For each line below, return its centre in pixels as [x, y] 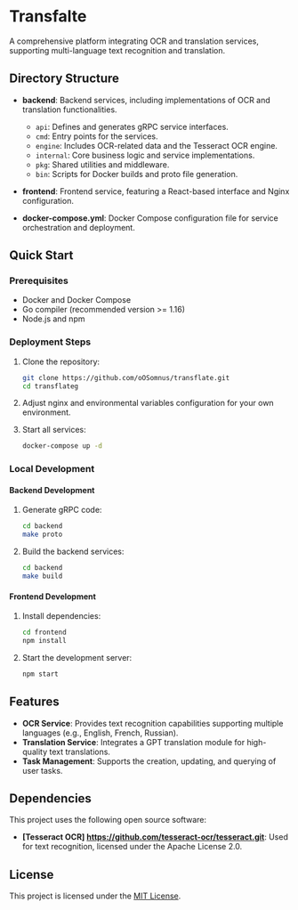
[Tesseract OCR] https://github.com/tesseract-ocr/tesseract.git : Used [155, 837]
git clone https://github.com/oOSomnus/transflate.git [126, 378]
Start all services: [54, 430]
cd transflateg [50, 386]
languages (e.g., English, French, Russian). [100, 733]
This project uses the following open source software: [108, 820]
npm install [44, 641]
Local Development [52, 469]
